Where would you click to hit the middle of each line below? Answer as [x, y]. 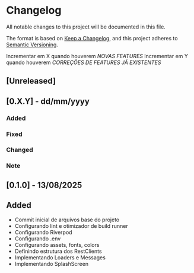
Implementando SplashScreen [52, 264]
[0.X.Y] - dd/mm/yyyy [48, 101]
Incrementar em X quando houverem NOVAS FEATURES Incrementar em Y [97, 56]
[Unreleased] [31, 81]
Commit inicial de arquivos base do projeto [67, 220]
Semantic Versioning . [32, 45]
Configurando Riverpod [43, 232]
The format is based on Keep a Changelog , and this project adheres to [92, 38]
